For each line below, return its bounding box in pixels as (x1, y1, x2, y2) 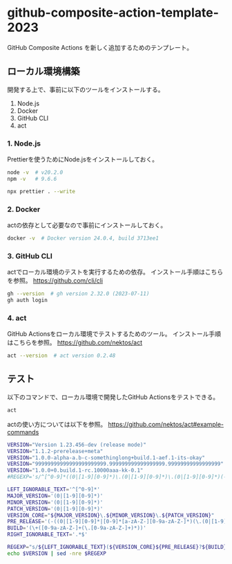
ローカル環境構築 (7, 66, 80, 78)
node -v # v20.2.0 (7, 169, 64, 176)
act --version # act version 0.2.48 (7, 352, 116, 360)
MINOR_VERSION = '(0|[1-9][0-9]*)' (7, 499, 104, 506)
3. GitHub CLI (7, 251, 53, 261)
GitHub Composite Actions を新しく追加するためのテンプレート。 (7, 43, 193, 51)
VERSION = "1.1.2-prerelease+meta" (7, 448, 104, 455)
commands (7, 428, 39, 436)
